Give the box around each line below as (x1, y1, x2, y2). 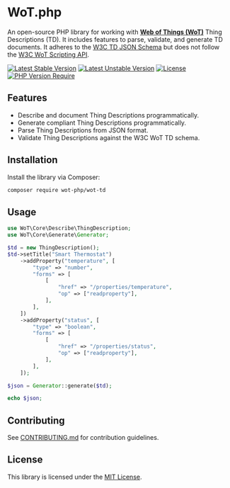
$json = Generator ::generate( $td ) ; (7, 382, 113, 390)
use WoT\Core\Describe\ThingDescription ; (7, 225, 132, 232)
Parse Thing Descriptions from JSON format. (17, 125, 149, 135)
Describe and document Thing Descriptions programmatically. (17, 110, 200, 119)
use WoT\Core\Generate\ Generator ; (7, 232, 110, 239)
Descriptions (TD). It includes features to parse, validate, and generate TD (7, 35, 223, 43)
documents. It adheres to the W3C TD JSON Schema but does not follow (7, 42, 220, 51)
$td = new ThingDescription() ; (7, 244, 100, 251)
